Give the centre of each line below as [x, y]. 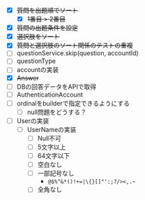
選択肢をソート [38, 36]
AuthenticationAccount [49, 94]
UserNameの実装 [52, 129]
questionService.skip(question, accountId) [77, 53]
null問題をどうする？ [56, 112]
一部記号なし [56, 173]
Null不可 [49, 138]
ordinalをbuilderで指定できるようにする [73, 103]
